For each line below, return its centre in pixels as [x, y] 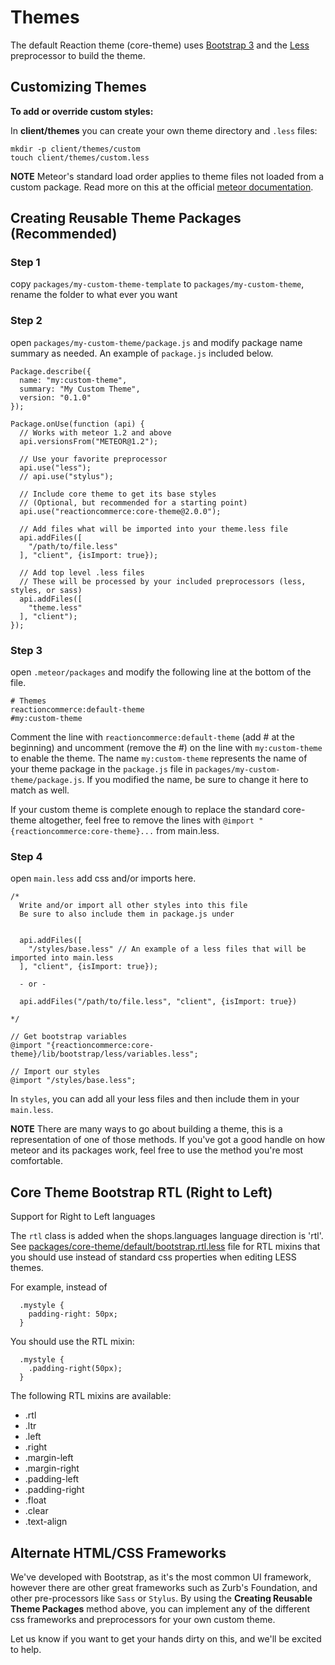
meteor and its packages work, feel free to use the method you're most [157, 1150]
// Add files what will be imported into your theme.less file [153, 529]
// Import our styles [55, 1072]
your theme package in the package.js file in [101, 769]
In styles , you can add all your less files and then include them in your [155, 1099]
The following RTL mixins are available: [91, 1396]
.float [35, 1500]
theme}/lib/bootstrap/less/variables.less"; [104, 1054]
